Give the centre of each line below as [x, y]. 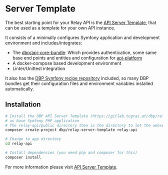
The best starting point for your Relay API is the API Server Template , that [81, 22]
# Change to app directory [33, 139]
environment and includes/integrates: [44, 42]
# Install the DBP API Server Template [47, 116]
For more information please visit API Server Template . [61, 167]
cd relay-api [19, 144]
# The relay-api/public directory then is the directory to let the [78, 125]
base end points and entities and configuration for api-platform [77, 57]
